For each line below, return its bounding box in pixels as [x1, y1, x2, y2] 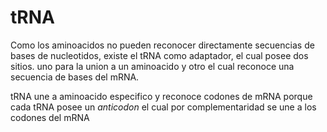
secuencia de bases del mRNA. [10, 71, 140, 83]
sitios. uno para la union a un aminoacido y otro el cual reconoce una [10, 60, 295, 72]
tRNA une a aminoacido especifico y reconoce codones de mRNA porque [10, 90, 313, 102]
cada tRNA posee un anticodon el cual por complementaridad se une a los [10, 101, 317, 113]
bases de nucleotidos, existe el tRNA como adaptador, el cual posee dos [10, 49, 309, 61]
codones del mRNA [10, 111, 90, 123]
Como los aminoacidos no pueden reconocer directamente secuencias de [10, 39, 315, 51]
